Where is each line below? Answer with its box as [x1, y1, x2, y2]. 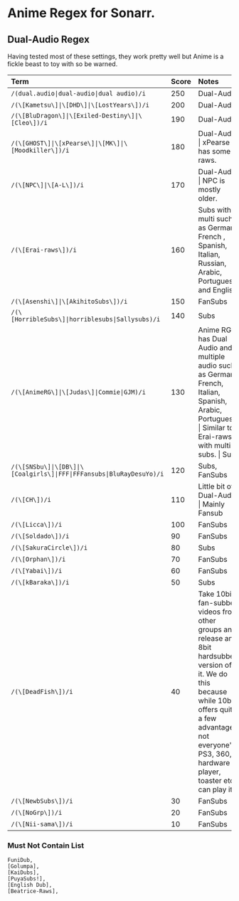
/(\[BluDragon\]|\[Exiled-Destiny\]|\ [11, 112, 142, 119]
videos [198, 607, 221, 617]
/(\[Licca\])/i [11, 521, 63, 528]
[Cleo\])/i [11, 119, 48, 127]
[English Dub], [7, 882, 53, 889]
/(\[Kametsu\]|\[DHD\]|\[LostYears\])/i [11, 101, 149, 109]
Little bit [198, 481, 225, 491]
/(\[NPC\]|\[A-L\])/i [11, 181, 84, 189]
